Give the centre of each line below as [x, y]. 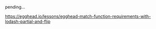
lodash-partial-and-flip [28, 22]
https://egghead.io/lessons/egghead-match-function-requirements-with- [78, 16]
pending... [15, 7]
